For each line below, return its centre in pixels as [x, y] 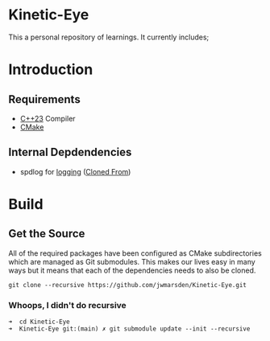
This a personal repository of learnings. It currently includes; [109, 37]
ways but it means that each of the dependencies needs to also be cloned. [132, 270]
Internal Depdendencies [70, 152]
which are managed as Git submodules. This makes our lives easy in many [132, 261]
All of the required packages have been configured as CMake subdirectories [135, 253]
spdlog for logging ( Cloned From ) [75, 171]
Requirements [44, 99]
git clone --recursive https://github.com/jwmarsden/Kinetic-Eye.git [128, 285]
